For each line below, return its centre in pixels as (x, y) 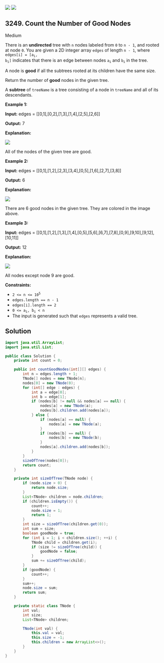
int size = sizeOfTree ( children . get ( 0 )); (66, 524)
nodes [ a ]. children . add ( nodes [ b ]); (75, 447)
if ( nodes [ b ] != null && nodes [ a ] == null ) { (78, 401)
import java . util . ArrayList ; (35, 343)
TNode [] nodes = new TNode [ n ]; (55, 379)
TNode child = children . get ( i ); (64, 542)
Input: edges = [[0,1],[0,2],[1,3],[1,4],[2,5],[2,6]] (53, 114)
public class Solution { (30, 356)
